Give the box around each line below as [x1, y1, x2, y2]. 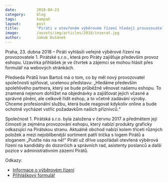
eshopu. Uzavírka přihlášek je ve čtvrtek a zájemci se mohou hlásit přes [5, 59, 153, 65]
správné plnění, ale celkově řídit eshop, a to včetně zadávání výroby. [5, 95, 146, 101]
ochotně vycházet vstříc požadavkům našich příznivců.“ [5, 106, 121, 112]
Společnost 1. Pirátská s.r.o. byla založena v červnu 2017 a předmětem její [5, 116, 157, 122]
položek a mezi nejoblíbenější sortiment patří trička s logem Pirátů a [5, 132, 145, 138]
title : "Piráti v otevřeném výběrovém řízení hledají [5, 26, 135, 31]
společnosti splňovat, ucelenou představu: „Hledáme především [5, 79, 137, 85]
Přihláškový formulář [12, 172, 55, 178]
